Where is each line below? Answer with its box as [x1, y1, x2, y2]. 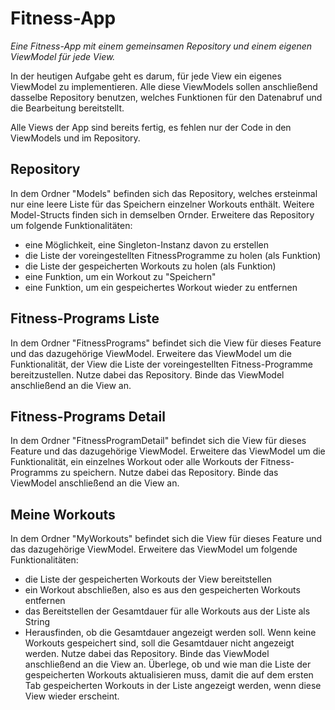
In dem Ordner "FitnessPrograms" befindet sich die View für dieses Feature [10, 337, 322, 349]
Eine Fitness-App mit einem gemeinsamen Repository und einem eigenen [10, 40, 313, 52]
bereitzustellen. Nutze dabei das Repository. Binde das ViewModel [10, 368, 285, 381]
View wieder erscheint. [24, 690, 120, 702]
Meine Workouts [10, 506, 116, 523]
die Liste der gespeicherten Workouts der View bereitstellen [24, 573, 273, 586]
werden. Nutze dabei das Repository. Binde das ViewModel [24, 648, 270, 660]
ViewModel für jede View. [10, 50, 116, 62]
